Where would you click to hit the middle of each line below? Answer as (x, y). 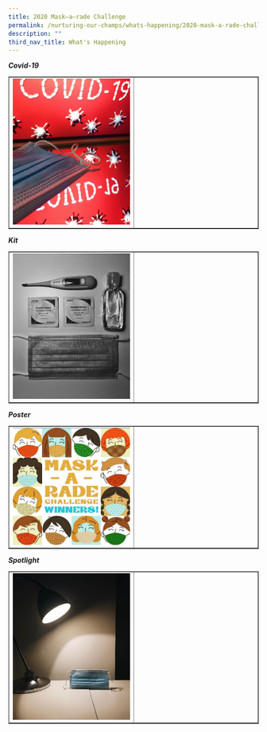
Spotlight (24, 560)
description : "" (35, 33)
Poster (19, 414)
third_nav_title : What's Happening (67, 42)
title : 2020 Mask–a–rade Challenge (67, 17)
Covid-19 (24, 66)
